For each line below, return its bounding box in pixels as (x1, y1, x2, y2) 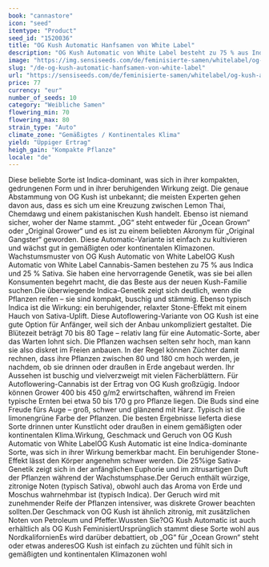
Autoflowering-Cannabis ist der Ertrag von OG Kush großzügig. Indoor (8, 380, 240, 389)
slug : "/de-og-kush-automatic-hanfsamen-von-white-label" (8, 64, 206, 72)
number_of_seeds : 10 (8, 94, 78, 102)
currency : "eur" (8, 86, 62, 94)
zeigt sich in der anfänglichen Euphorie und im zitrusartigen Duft (35, 464, 248, 474)
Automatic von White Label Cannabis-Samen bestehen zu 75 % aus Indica (8, 260, 254, 270)
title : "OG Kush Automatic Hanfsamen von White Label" (8, 42, 195, 50)
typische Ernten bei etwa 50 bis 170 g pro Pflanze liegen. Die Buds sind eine (8, 396, 259, 406)
